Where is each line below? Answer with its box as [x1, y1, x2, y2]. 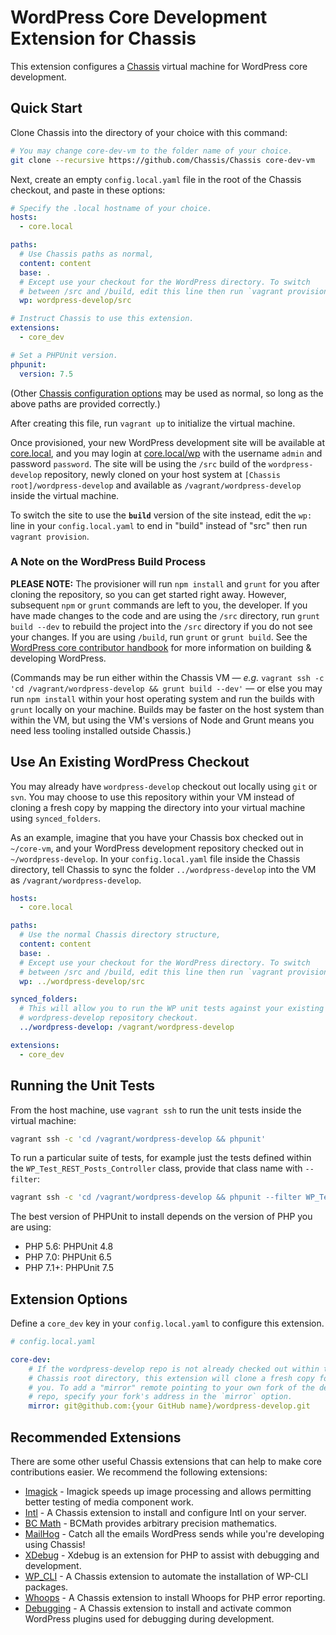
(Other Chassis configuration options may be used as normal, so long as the [10, 387, 324, 399]
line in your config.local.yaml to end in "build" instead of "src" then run [10, 519, 308, 531]
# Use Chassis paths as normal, [19, 249, 155, 259]
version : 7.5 [19, 369, 74, 379]
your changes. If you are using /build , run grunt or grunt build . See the [10, 631, 308, 643]
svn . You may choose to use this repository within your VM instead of [10, 791, 295, 803]
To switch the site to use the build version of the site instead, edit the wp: [10, 509, 313, 521]
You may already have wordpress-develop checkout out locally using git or [10, 780, 318, 792]
